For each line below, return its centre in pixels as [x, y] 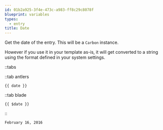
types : [11, 19]
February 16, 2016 [24, 123]
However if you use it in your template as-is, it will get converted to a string [81, 52]
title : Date [17, 28]
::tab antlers [17, 77]
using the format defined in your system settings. [55, 57]
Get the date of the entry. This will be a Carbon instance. [62, 42]
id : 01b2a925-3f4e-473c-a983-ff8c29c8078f [49, 10]
